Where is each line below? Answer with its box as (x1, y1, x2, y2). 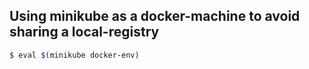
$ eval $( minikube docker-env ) (9, 50, 140, 60)
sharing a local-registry (9, 24, 160, 41)
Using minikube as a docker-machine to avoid (9, 8, 301, 25)
